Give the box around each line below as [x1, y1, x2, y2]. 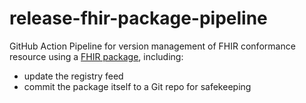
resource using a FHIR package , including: [9, 50, 184, 62]
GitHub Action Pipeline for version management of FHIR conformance [9, 40, 296, 52]
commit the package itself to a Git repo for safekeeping [23, 80, 252, 92]
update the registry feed [23, 70, 124, 82]
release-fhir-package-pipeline [9, 7, 268, 30]
